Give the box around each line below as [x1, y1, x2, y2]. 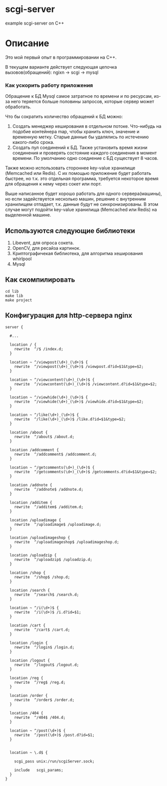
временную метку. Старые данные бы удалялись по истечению [12, 134, 149, 140]
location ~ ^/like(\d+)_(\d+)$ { [9, 412, 79, 417]
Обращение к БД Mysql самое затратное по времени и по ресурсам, [5, 93, 153, 99]
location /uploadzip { [9, 552, 57, 557]
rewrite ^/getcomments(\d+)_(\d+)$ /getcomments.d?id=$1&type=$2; [14, 469, 157, 474]
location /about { [9, 430, 48, 435]
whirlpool [12, 256, 32, 262]
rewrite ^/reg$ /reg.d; [14, 680, 66, 685]
